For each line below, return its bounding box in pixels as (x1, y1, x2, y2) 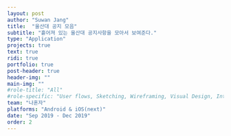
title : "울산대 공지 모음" (7, 23, 78, 30)
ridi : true (7, 55, 38, 62)
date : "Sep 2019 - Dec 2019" (7, 112, 91, 119)
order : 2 (7, 118, 32, 126)
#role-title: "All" (7, 87, 63, 93)
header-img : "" (7, 73, 51, 81)
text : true (7, 49, 38, 56)
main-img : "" (7, 80, 45, 87)
